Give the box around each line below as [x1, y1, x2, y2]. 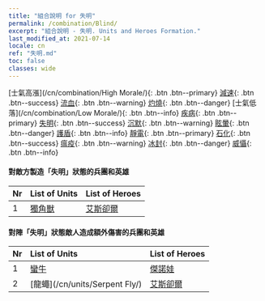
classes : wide [8, 65, 57, 73]
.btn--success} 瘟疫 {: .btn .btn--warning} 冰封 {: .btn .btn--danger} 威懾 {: [8, 138, 253, 148]
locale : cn [8, 42, 45, 50]
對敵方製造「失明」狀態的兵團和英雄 [8, 167, 130, 176]
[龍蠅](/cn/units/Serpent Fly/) [29, 278, 143, 290]
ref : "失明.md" [8, 49, 58, 57]
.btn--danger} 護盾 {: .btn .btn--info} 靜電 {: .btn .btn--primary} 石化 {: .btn [8, 128, 251, 138]
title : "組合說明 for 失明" [8, 11, 96, 20]
